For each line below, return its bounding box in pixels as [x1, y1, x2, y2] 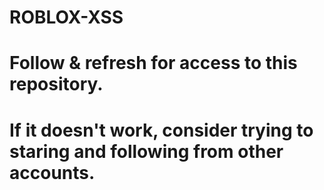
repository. [9, 73, 104, 96]
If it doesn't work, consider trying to [9, 119, 314, 141]
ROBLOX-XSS [9, 6, 124, 29]
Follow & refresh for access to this [9, 52, 298, 75]
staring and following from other [9, 140, 284, 163]
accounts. [9, 161, 96, 184]
